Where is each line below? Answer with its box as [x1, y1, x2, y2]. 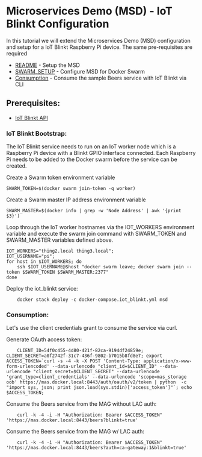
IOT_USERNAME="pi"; [6, 253, 55, 260]
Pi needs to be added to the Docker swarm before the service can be [6, 156, 177, 163]
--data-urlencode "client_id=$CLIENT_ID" [52, 364, 158, 370]
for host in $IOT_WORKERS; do [6, 259, 82, 265]
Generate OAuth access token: [6, 336, 82, 343]
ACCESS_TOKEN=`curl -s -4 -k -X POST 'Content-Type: [6, 358, 141, 364]
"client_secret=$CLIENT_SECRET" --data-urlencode [32, 369, 161, 375]
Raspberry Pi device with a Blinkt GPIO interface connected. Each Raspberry [6, 150, 196, 157]
